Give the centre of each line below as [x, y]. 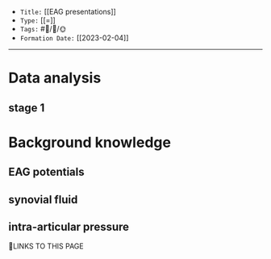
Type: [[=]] [38, 20]
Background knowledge [90, 142]
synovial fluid [43, 200]
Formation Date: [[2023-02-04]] [74, 38]
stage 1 [27, 108]
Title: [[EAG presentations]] [68, 12]
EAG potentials [46, 172]
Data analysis [55, 78]
